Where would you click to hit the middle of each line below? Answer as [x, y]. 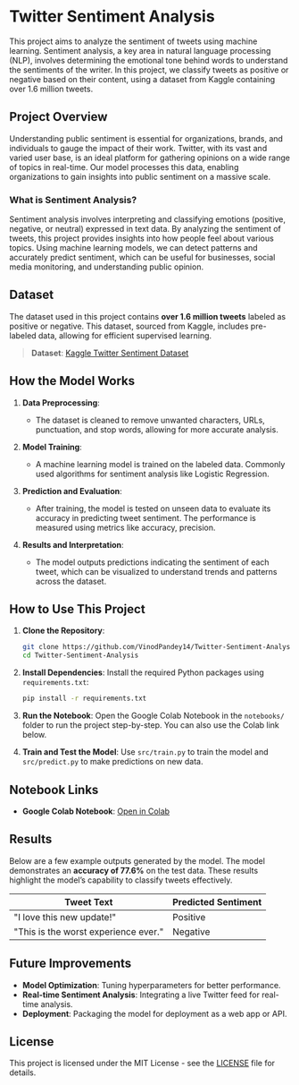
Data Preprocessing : [61, 402]
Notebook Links [54, 790]
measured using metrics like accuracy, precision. [125, 527]
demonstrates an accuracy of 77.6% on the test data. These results [134, 870]
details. [23, 1072]
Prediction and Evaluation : [72, 491]
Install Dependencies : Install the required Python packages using [143, 672]
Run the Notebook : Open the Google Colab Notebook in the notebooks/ [153, 716]
